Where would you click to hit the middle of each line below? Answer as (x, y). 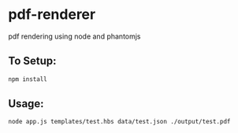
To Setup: (32, 61)
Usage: (26, 104)
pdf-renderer (52, 15)
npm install (28, 79)
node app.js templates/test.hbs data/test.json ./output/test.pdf (119, 122)
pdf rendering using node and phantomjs (74, 36)
